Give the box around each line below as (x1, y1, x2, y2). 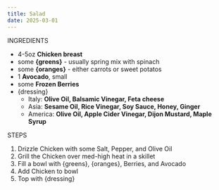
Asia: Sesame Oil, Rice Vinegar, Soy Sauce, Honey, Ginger (27, 102, 201, 110)
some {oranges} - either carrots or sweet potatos (17, 65, 162, 73)
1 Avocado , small (17, 72, 68, 81)
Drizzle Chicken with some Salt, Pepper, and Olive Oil (17, 144, 173, 153)
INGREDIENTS (7, 36, 49, 44)
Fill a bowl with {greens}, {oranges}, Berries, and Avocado (17, 159, 187, 167)
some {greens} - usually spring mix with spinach (17, 57, 160, 65)
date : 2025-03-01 (7, 17, 58, 24)
